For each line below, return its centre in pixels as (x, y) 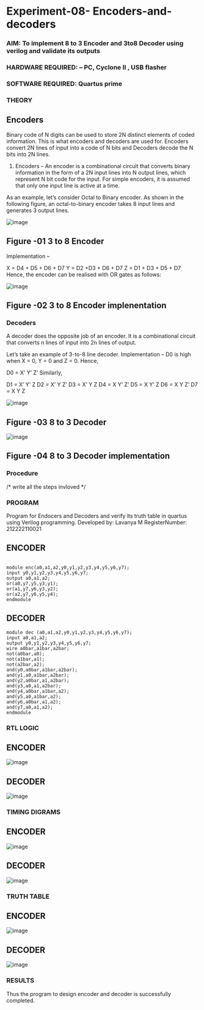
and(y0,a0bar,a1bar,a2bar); (42, 670)
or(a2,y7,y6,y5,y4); (33, 594)
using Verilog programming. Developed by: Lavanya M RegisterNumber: (97, 522)
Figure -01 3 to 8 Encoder (55, 242)
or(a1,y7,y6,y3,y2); (33, 589)
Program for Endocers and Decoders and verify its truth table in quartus (97, 516)
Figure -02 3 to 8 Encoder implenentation (86, 305)
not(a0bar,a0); (26, 654)
